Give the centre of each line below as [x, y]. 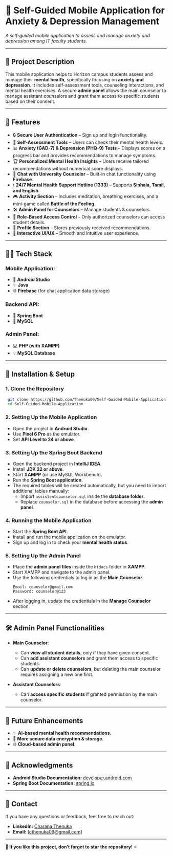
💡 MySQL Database [34, 353]
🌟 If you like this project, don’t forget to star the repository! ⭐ [71, 847]
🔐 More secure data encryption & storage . [58, 739]
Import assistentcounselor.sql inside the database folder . [82, 496]
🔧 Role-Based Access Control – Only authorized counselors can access [89, 216]
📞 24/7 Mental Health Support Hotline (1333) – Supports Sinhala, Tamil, [89, 185]
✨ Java [20, 285]
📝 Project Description [40, 62]
